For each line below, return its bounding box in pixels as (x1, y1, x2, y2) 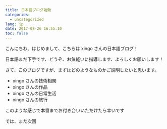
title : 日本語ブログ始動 (5, 7, 51, 13)
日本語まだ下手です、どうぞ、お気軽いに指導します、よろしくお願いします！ (5, 56, 164, 62)
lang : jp (5, 21, 24, 27)
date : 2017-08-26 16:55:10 (5, 26, 62, 31)
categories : (5, 12, 30, 17)
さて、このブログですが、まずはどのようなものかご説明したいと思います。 (5, 67, 159, 73)
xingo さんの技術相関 (12, 78, 57, 83)
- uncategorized (10, 17, 44, 22)
